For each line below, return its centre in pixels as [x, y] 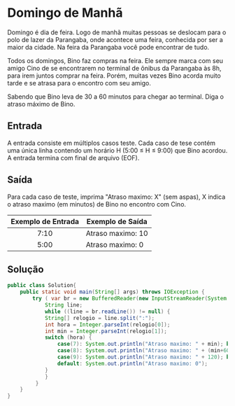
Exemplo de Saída [117, 221]
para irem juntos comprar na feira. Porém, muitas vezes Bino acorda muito [114, 76]
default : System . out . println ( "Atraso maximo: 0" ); [133, 363]
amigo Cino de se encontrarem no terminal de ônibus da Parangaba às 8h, [114, 68]
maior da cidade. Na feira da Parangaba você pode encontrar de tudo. [108, 47]
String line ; [63, 305]
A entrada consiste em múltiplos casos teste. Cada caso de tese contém [111, 143]
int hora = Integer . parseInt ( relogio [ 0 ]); [107, 324]
